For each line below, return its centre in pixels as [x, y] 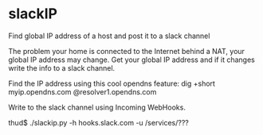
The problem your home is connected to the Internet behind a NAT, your [127, 51]
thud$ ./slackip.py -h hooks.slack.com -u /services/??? [98, 122]
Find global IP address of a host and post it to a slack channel [109, 36]
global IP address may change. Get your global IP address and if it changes [131, 60]
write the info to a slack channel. [62, 67]
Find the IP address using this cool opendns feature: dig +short [112, 83]
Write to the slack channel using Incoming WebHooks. [97, 107]
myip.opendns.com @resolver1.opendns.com [82, 91]
